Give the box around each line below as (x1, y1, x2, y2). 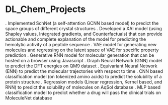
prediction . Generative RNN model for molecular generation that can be (5, 52, 154, 58)
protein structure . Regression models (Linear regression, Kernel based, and (5, 79, 162, 85)
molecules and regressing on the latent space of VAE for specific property (5, 47, 159, 53)
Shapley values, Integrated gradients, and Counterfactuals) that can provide (5, 31, 162, 37)
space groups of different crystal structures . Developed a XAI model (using (5, 25, 162, 31)
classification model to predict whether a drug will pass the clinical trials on (5, 89, 161, 95)
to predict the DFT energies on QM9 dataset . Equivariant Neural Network (5, 63, 157, 69)
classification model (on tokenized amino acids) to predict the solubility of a (5, 73, 162, 79)
